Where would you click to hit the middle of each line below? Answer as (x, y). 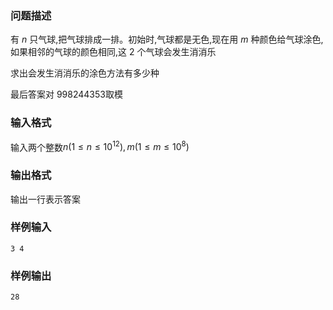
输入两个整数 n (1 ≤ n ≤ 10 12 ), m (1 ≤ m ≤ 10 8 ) (100, 146)
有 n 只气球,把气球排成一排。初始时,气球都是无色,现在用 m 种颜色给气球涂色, (167, 39)
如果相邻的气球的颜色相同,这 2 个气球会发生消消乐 (113, 52)
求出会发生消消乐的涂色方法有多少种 (85, 73)
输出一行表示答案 (45, 199)
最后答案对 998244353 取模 (66, 94)
